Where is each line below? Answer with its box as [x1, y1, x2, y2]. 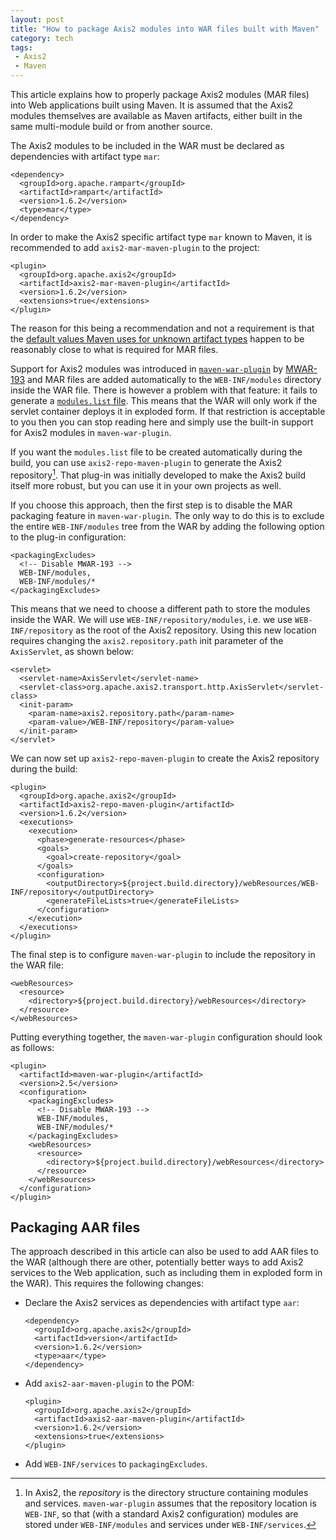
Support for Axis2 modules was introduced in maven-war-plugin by [10, 363, 284, 375]
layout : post [10, 14, 65, 25]
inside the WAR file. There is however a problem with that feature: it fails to [10, 384, 318, 396]
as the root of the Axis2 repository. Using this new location [75, 624, 317, 636]
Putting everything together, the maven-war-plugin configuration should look [10, 1031, 323, 1043]
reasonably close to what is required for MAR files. [10, 344, 219, 355]
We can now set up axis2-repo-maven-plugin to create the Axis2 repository [10, 752, 320, 764]
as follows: [10, 1041, 55, 1053]
